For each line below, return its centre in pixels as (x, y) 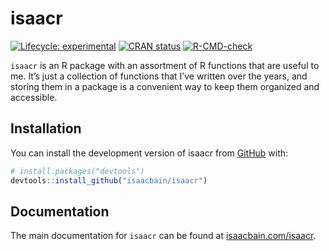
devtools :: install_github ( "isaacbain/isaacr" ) (109, 180)
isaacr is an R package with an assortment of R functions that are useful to (165, 65)
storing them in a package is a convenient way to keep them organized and (165, 86)
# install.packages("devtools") (77, 171)
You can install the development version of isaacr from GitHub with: (149, 153)
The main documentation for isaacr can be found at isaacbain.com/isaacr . (163, 236)
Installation (46, 128)
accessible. (34, 97)
